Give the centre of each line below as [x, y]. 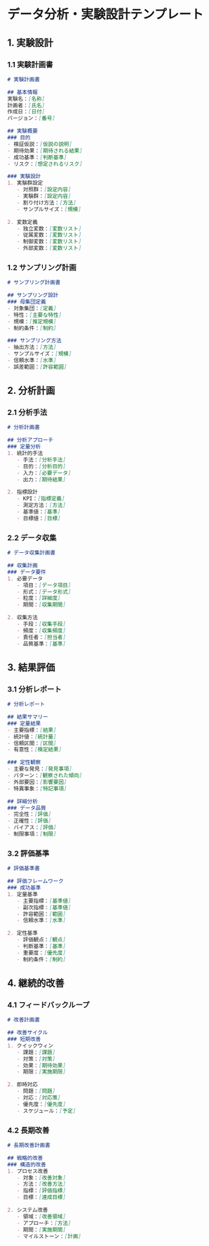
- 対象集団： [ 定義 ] [32, 308]
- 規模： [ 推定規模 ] [32, 321]
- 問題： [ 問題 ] [36, 1091]
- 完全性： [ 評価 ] [29, 814]
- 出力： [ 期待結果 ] [41, 480]
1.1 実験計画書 [30, 64]
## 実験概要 [23, 131]
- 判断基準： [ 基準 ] [41, 947]
